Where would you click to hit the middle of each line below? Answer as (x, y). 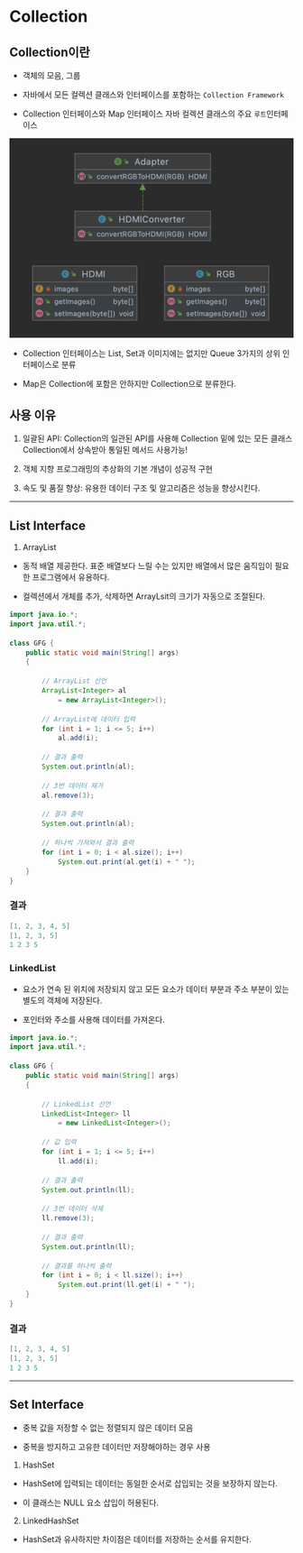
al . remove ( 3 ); (68, 795)
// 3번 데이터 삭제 (73, 1209)
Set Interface (46, 1405)
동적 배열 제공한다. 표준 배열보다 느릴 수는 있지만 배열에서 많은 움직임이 (147, 566)
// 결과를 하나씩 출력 (77, 1266)
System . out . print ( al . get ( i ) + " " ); (126, 862)
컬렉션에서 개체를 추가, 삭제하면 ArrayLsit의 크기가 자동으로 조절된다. (144, 596)
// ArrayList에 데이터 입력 (89, 719)
